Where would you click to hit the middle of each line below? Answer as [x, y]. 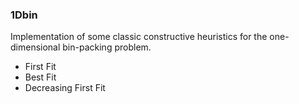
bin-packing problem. [107, 47]
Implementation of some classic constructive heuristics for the [139, 37]
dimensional [35, 47]
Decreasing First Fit [65, 88]
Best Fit [40, 77]
